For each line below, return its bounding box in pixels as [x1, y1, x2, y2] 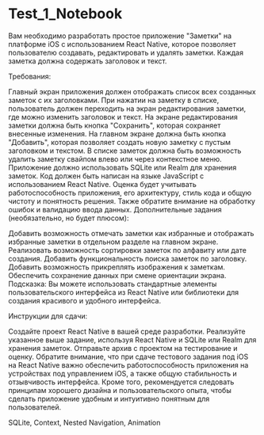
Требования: [8, 71, 52, 81]
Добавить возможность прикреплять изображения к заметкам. [8, 262, 226, 272]
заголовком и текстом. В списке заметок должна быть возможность [8, 146, 242, 155]
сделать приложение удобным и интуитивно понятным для [8, 394, 210, 403]
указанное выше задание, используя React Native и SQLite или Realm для [8, 334, 257, 345]
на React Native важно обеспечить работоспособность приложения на [8, 360, 249, 369]
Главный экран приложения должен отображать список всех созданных [8, 86, 256, 96]
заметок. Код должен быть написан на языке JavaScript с [8, 171, 205, 181]
